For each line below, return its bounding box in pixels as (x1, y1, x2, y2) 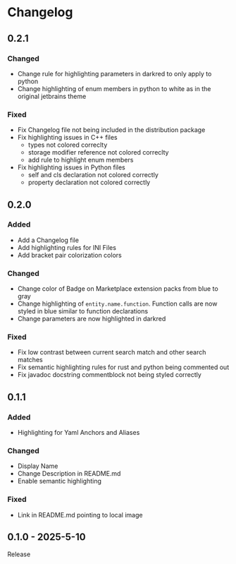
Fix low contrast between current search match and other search (17, 348, 206, 356)
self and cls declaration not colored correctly (27, 171, 159, 179)
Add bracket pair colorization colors (17, 251, 122, 259)
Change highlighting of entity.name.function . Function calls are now (17, 299, 218, 308)
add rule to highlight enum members (27, 156, 134, 164)
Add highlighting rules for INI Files (17, 243, 116, 251)
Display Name (17, 462, 58, 470)
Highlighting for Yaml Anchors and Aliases (17, 428, 140, 437)
